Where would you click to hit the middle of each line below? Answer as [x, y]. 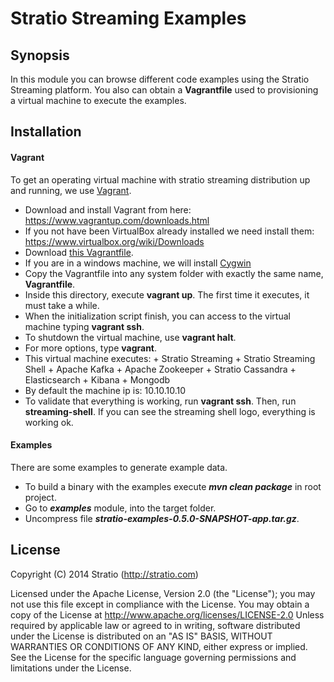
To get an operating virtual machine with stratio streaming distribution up [160, 179]
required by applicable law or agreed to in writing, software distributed [155, 625]
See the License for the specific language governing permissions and [153, 657]
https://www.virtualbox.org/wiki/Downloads [114, 241]
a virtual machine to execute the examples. [98, 100]
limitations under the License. [71, 668]
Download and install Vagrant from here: [108, 209]
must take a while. [62, 305]
